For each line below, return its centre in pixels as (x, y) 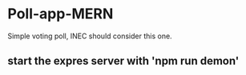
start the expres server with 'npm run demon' (123, 61)
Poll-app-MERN (60, 14)
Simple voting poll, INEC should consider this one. (90, 36)
